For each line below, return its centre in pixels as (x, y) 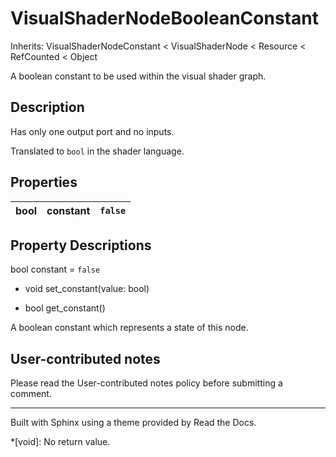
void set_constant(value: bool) (87, 289)
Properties (44, 182)
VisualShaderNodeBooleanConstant (164, 18)
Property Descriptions (81, 245)
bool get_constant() (65, 308)
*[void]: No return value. (60, 442)
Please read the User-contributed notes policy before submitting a (146, 383)
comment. (31, 394)
